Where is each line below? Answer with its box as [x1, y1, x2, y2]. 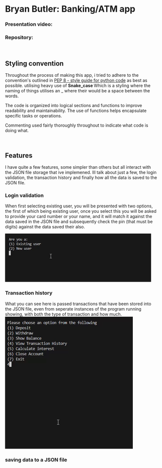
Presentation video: [5, 21, 53, 28]
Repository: [5, 34, 34, 41]
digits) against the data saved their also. [5, 224, 85, 230]
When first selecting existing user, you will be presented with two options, [5, 203, 153, 209]
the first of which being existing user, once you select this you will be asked [5, 208, 157, 214]
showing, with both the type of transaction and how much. [5, 311, 122, 317]
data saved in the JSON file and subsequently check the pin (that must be [5, 219, 153, 224]
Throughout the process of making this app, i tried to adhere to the [5, 72, 139, 78]
